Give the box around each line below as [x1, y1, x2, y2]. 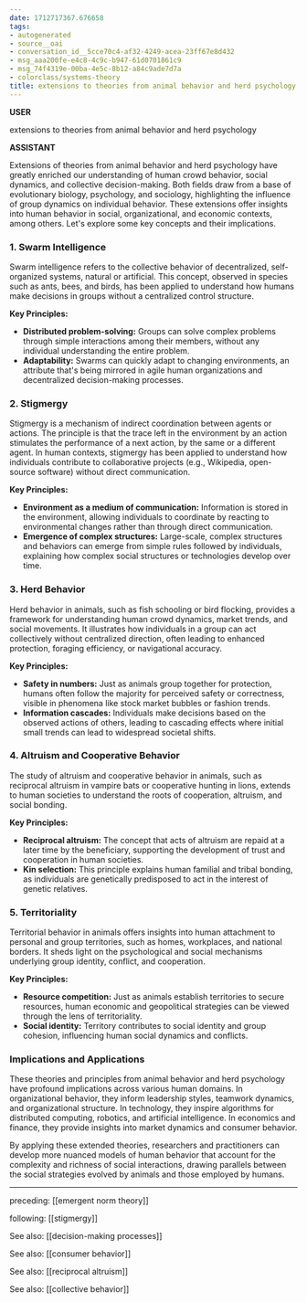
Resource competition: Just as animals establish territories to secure [22, 991, 285, 1002]
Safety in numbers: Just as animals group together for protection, [22, 678, 272, 689]
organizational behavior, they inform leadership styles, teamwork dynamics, [9, 1093, 295, 1104]
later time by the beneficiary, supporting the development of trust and [22, 844, 286, 855]
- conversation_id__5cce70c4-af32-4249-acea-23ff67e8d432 [9, 48, 235, 57]
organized [9, 270, 48, 281]
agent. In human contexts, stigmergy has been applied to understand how [9, 447, 288, 458]
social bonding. [9, 799, 68, 810]
